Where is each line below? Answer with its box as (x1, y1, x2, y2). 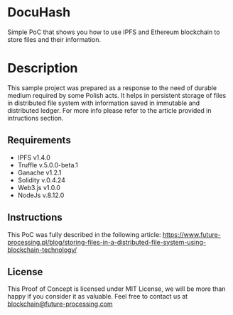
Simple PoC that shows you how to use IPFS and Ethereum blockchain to (7, 28, 220, 36)
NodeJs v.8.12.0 (17, 191, 65, 199)
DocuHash (7, 4, 71, 21)
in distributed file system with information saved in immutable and (7, 99, 200, 107)
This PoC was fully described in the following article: (7, 230, 161, 238)
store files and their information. (7, 35, 102, 43)
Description (7, 60, 78, 77)
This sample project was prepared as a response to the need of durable (7, 83, 217, 92)
